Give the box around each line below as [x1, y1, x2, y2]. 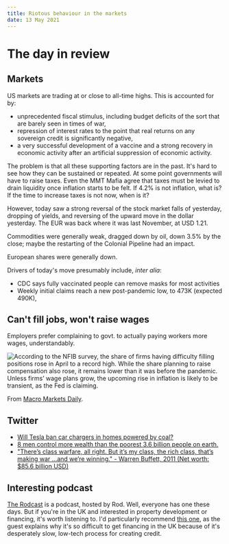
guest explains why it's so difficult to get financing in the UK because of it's [7, 522, 221, 530]
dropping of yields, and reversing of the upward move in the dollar [7, 211, 194, 220]
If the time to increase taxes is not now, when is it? [7, 191, 149, 199]
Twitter [7, 414, 39, 426]
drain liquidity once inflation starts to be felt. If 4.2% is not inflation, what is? [7, 183, 222, 192]
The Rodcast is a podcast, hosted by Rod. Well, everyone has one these [7, 500, 210, 508]
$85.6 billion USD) [16, 462, 69, 471]
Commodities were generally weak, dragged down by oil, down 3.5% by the [7, 232, 221, 240]
